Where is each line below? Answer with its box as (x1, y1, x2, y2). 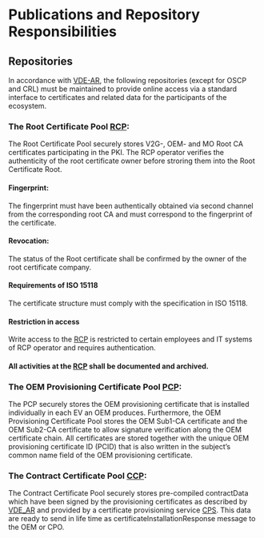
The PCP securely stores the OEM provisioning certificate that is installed (8, 400, 250, 408)
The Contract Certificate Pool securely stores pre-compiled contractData (8, 488, 249, 498)
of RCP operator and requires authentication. (8, 343, 156, 353)
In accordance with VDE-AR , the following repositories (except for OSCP (8, 76, 246, 85)
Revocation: (8, 236, 50, 245)
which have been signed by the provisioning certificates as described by (8, 497, 248, 507)
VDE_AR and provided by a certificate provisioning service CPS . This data (8, 505, 251, 515)
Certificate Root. (8, 165, 62, 174)
